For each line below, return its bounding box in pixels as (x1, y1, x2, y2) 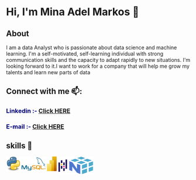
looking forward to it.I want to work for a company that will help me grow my (6, 63, 190, 70)
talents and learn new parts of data (6, 69, 91, 75)
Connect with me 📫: (6, 86, 82, 96)
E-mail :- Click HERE (6, 123, 64, 131)
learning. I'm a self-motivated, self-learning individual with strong (6, 50, 164, 57)
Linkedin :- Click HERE (6, 107, 71, 115)
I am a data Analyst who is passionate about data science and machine (6, 44, 177, 51)
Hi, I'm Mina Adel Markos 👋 (6, 5, 139, 19)
